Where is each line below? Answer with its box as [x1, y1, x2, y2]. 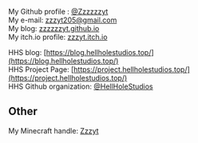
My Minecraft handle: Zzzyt [8, 125, 99, 135]
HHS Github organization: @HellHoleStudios [8, 81, 153, 91]
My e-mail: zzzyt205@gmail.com [8, 15, 117, 25]
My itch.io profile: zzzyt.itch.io [8, 32, 108, 42]
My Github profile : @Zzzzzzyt [8, 7, 109, 16]
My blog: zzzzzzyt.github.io [8, 24, 100, 33]
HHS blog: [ [8, 48, 46, 57]
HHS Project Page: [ [8, 65, 74, 74]
